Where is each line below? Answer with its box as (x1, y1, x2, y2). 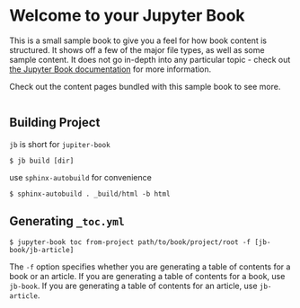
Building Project (9, 115, 101, 130)
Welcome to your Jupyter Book (9, 5, 245, 26)
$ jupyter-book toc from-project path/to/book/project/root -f (9, 237, 251, 247)
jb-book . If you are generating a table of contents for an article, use (9, 280, 258, 291)
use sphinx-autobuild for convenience (9, 172, 153, 182)
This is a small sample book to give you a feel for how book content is (9, 35, 268, 46)
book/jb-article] (9, 245, 75, 254)
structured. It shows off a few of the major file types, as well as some (9, 44, 265, 55)
